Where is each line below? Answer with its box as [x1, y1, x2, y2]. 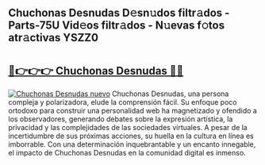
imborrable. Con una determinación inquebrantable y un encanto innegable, [8, 140, 256, 149]
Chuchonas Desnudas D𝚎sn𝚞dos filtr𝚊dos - [8, 6, 230, 20]
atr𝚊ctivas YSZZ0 [8, 31, 99, 44]
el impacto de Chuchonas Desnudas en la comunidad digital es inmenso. [8, 148, 246, 157]
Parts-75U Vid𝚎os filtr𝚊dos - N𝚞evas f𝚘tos [8, 19, 225, 33]
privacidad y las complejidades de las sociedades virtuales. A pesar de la [8, 123, 248, 132]
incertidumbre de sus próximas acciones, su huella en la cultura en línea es [8, 131, 254, 140]
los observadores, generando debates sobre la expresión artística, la [8, 114, 233, 124]
